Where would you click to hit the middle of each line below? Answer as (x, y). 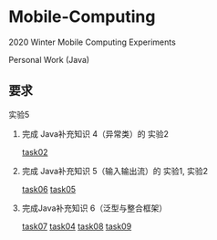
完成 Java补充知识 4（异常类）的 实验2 (95, 133)
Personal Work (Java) (49, 59)
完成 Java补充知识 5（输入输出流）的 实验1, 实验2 (115, 171)
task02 (35, 151)
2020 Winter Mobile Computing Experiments (93, 42)
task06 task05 (49, 189)
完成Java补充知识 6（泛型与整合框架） (94, 208)
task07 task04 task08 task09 (77, 226)
